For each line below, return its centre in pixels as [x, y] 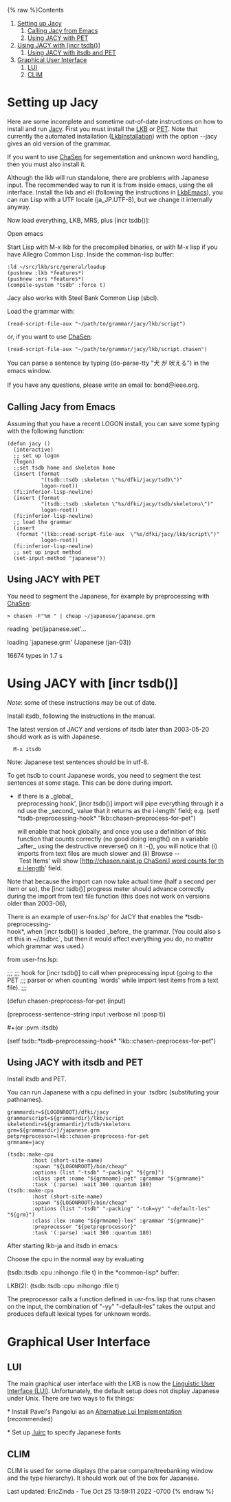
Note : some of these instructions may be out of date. [82, 702]
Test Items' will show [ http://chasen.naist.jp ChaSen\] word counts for [118, 861]
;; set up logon [36, 455]
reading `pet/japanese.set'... [47, 629]
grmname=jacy [26, 1143]
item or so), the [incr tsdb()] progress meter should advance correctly [106, 888]
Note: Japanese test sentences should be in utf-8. [78, 762]
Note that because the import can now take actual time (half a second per [112, 881]
